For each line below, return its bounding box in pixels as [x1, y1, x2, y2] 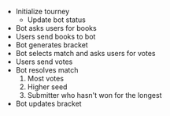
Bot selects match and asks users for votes [15, 49, 156, 58]
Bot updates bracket [15, 99, 82, 108]
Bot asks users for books [15, 24, 97, 32]
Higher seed [27, 82, 68, 92]
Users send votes [15, 57, 73, 66]
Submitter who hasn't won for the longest [27, 91, 162, 99]
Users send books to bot [15, 32, 96, 41]
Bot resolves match [15, 65, 79, 74]
